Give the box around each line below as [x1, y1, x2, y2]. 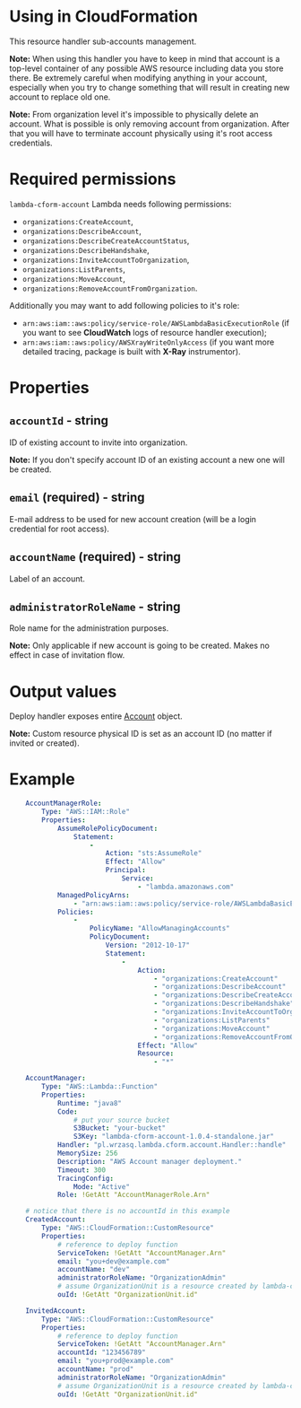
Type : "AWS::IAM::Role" [41, 808, 130, 817]
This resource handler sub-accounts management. [9, 36, 197, 47]
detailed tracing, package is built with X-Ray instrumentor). [21, 345, 241, 356]
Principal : [105, 866, 146, 875]
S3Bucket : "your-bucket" [73, 1124, 167, 1133]
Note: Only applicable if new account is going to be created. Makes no [9, 640, 271, 652]
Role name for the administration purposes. [9, 623, 169, 634]
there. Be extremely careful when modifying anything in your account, [9, 72, 268, 83]
